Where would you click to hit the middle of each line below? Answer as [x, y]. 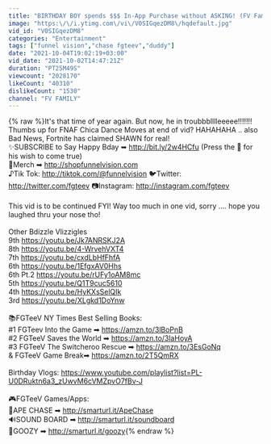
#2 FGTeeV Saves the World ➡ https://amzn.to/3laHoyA [100, 338]
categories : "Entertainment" [57, 38]
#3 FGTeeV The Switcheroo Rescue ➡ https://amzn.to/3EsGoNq [115, 347]
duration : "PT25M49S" [45, 69]
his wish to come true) [46, 156]
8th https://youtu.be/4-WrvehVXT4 [66, 249]
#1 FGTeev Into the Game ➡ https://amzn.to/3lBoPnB [96, 330]
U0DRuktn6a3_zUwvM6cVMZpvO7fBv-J [76, 381]
